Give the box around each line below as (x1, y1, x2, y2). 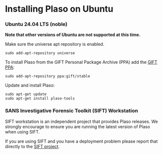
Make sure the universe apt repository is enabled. (5, 41, 105, 47)
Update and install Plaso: (5, 82, 55, 88)
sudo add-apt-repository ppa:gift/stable (5, 74, 91, 79)
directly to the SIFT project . (5, 143, 60, 149)
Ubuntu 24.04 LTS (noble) (5, 21, 68, 28)
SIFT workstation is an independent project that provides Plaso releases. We (5, 118, 158, 124)
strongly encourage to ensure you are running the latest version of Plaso (5, 123, 150, 130)
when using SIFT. (5, 129, 40, 135)
